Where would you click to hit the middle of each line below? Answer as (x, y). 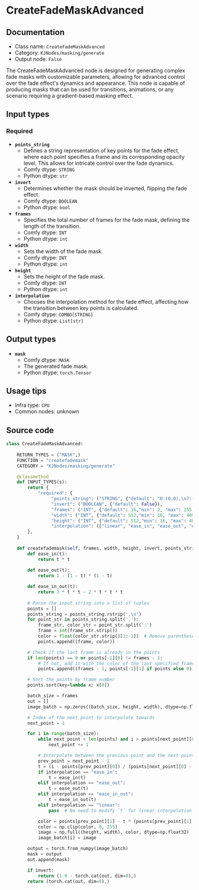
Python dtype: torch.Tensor (57, 372)
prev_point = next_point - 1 (74, 761)
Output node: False (38, 59)
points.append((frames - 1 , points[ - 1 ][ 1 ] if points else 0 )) (116, 669)
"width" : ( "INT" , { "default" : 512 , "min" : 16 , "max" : (118, 515)
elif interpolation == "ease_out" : (82, 783)
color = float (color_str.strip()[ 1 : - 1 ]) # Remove (102, 636)
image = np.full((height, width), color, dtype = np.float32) (113, 832)
